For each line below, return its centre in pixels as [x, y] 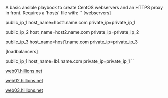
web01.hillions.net [24, 71]
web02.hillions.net [24, 81]
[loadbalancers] [22, 52]
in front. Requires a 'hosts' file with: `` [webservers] [58, 13]
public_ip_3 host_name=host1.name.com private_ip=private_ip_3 [71, 42]
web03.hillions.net [24, 90]
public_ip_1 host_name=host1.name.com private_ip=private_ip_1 [70, 22]
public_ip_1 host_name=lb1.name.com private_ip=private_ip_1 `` [70, 61]
